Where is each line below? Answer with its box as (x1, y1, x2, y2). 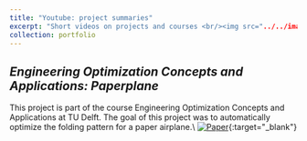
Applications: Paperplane (9, 78, 159, 94)
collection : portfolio (9, 30, 96, 39)
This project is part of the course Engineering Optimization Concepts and (9, 102, 285, 114)
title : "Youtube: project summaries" (9, 13, 153, 23)
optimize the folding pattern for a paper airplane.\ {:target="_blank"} (9, 122, 298, 133)
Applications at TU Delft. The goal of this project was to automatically (9, 112, 271, 123)
